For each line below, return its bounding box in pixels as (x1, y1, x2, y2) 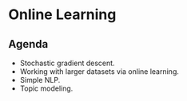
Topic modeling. (19, 84, 74, 93)
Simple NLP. (19, 76, 61, 84)
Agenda (8, 37, 49, 51)
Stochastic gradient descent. (19, 58, 115, 68)
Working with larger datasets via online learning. (19, 67, 180, 76)
